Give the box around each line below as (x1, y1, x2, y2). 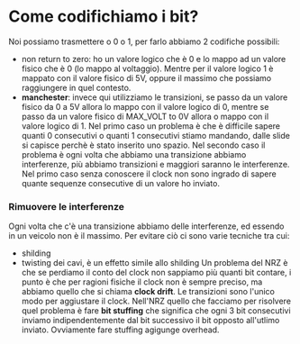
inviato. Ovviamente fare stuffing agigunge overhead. (21, 324, 220, 335)
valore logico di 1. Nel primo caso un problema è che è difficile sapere (21, 120, 281, 131)
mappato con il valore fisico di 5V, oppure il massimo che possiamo (21, 72, 272, 83)
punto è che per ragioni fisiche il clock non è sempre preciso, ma (21, 276, 263, 287)
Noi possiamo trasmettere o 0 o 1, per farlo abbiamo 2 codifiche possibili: (8, 36, 280, 47)
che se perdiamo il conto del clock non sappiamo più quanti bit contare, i (21, 267, 292, 278)
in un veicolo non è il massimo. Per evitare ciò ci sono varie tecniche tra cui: (8, 231, 290, 241)
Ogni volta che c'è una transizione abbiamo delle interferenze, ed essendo (8, 221, 285, 231)
